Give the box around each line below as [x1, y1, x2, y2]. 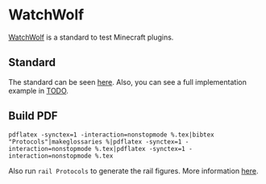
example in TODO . [8, 86, 69, 95]
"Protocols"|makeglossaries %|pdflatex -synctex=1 [8, 137, 182, 146]
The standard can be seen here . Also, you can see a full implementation [8, 77, 247, 86]
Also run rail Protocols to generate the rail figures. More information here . [8, 165, 260, 175]
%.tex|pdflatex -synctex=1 [94, 144, 185, 153]
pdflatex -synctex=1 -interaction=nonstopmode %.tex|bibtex [8, 131, 215, 139]
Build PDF [8, 109, 58, 123]
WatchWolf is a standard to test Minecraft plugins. [8, 32, 174, 42]
